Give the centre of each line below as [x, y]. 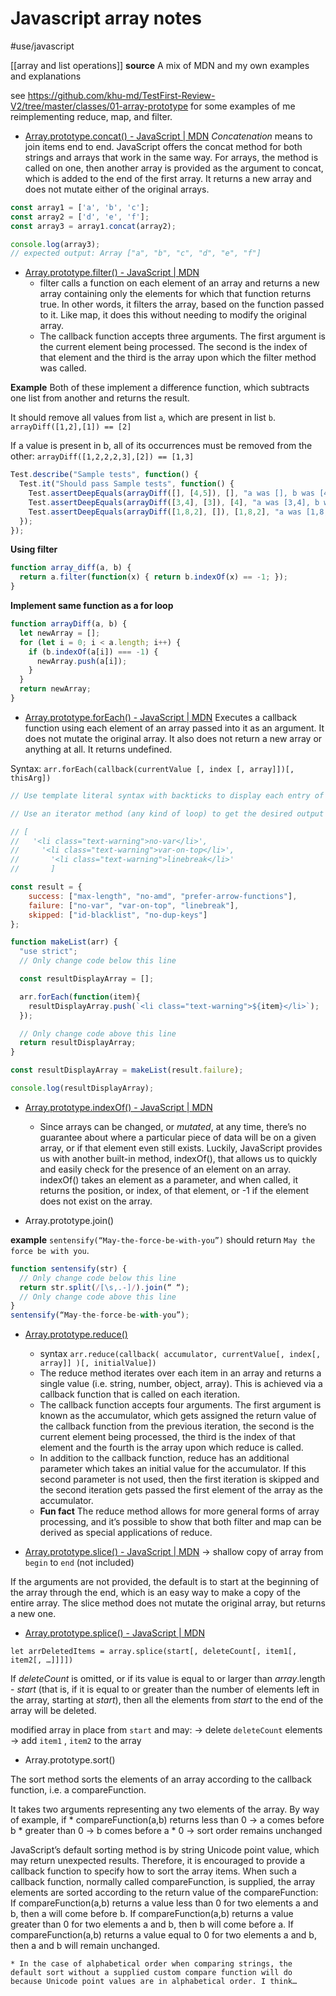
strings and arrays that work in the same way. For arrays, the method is [171, 157]
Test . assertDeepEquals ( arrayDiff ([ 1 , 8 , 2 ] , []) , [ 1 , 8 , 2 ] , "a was [165, 512]
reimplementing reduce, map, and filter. [91, 116]
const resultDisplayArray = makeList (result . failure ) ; [127, 1070]
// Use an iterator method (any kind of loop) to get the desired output [167, 813]
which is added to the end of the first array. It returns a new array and [168, 178]
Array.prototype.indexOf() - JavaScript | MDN [118, 1107]
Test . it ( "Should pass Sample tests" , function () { [127, 484]
